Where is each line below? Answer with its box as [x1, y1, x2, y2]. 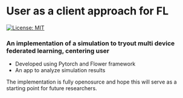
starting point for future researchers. [6, 85, 98, 92]
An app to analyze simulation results [14, 67, 106, 74]
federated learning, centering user [6, 46, 110, 55]
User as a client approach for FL [6, 4, 169, 18]
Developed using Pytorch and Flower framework [14, 60, 136, 67]
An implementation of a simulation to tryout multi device [6, 39, 175, 47]
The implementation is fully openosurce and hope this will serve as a [6, 78, 177, 85]
